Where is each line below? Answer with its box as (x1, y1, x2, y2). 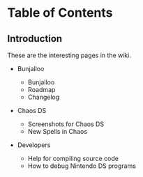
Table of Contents (7, 5, 113, 21)
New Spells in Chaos (27, 128, 88, 135)
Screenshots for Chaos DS (27, 120, 105, 128)
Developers (17, 141, 51, 149)
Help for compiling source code (27, 155, 119, 162)
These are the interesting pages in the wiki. (7, 51, 131, 59)
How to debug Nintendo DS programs (27, 162, 136, 170)
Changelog (27, 93, 60, 101)
